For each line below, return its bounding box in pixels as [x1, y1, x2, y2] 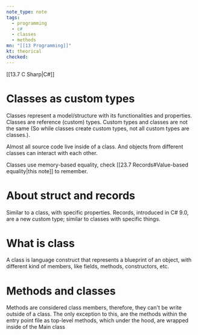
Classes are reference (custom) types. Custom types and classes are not [6, 118, 188, 125]
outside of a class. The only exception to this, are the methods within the [6, 310, 187, 318]
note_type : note [6, 8, 47, 15]
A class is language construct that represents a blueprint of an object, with [6, 256, 192, 264]
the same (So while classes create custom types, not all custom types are [6, 125, 190, 132]
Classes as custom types [6, 91, 135, 105]
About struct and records [6, 188, 136, 202]
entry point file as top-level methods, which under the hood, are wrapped [6, 317, 189, 324]
